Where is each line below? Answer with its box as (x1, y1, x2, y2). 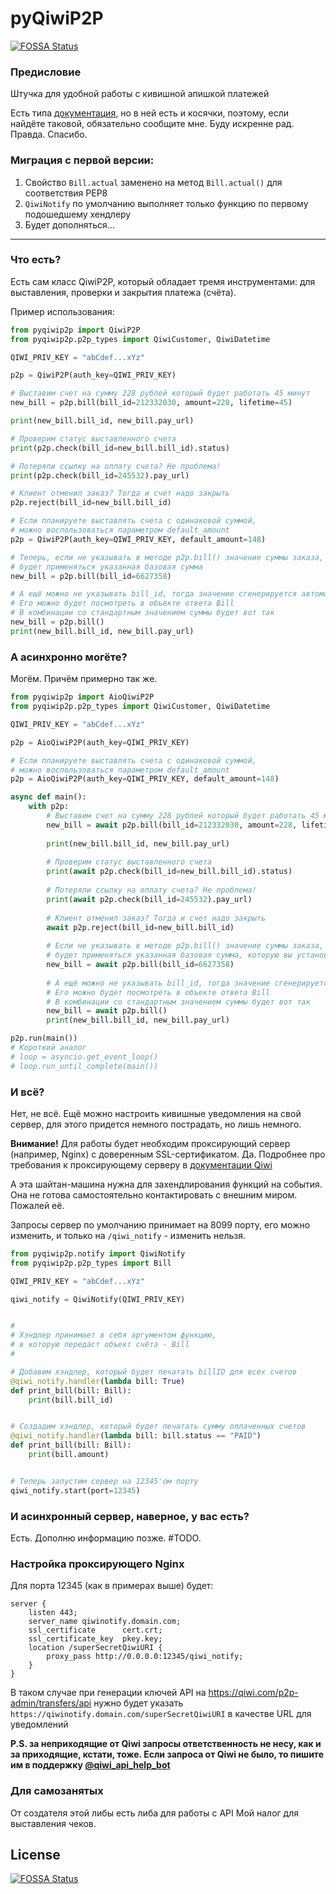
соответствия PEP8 (24, 187, 108, 199)
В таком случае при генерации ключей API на (10, 1687, 207, 1699)
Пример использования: (10, 305, 115, 317)
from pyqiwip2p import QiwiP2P (10, 325, 141, 335)
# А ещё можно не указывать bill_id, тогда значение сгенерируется (10, 589, 298, 599)
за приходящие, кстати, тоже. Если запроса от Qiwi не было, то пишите (10, 1748, 324, 1761)
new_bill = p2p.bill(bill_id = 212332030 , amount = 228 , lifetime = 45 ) (10, 398, 293, 408)
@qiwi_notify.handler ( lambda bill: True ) (10, 1376, 186, 1386)
